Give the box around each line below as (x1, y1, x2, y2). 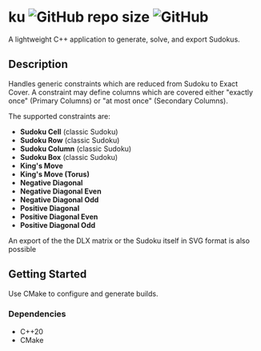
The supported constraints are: (8, 111, 110, 121)
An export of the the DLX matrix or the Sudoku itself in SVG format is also (8, 236, 251, 245)
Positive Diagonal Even (19, 212, 98, 221)
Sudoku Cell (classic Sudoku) (19, 126, 118, 136)
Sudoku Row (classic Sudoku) (19, 135, 120, 145)
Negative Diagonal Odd (19, 194, 99, 204)
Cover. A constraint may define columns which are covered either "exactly (8, 87, 254, 97)
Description (8, 58, 68, 71)
